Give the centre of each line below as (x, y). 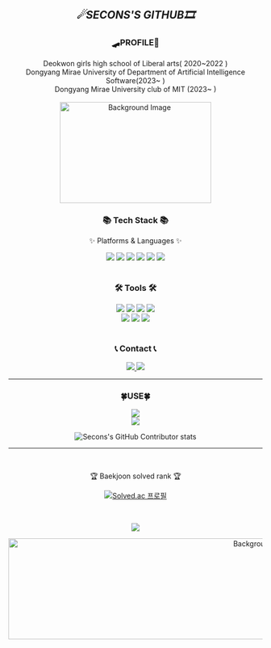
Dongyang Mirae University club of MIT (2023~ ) (135, 89)
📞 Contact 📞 (135, 349)
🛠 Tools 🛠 (135, 288)
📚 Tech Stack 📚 (135, 220)
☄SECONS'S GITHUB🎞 (135, 15)
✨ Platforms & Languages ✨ (135, 240)
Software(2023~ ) (135, 80)
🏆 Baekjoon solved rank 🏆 (135, 476)
